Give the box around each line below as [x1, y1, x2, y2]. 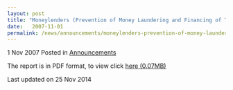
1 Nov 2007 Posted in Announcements [7, 48, 116, 57]
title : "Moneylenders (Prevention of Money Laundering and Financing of [7, 17, 222, 24]
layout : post [7, 10, 45, 17]
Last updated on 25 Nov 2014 [7, 75, 92, 84]
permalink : [7, 29, 39, 37]
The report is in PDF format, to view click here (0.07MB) [7, 62, 166, 70]
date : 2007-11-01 [7, 23, 64, 30]
